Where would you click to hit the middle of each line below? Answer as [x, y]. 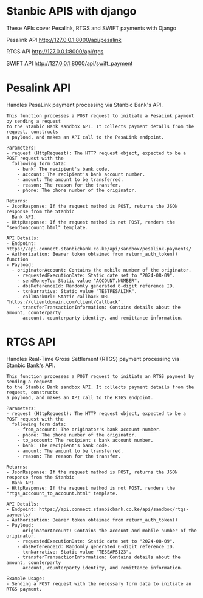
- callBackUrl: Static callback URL [64, 297]
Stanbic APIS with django [71, 11]
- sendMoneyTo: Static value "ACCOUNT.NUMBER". [78, 281]
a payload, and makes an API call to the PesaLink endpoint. [85, 137]
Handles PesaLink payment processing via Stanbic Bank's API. [84, 105]
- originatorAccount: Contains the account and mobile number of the [107, 531]
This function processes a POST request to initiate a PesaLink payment [100, 116]
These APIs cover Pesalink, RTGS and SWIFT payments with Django [91, 28]
